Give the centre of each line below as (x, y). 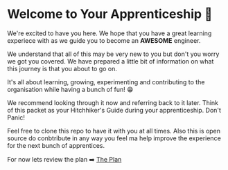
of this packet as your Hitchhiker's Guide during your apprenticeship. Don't (114, 110)
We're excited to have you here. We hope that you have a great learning (109, 33)
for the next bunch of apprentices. (56, 145)
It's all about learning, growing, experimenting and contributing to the (106, 82)
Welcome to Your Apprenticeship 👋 (110, 14)
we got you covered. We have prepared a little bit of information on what (111, 61)
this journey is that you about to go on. (62, 68)
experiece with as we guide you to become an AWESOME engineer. (104, 40)
